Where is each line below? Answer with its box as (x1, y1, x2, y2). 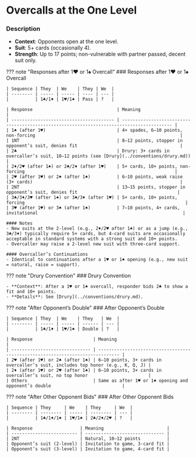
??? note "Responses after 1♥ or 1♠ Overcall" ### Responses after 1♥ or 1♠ (6, 69, 189, 76)
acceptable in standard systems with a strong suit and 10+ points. (6, 236, 178, 242)
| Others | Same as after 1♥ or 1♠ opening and (6, 378, 188, 384)
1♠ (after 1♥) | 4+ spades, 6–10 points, (11, 128, 183, 134)
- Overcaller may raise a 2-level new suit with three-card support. (6, 241, 181, 247)
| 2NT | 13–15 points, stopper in (6, 184, 185, 190)
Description (6, 25, 41, 33)
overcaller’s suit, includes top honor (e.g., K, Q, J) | (6, 362, 151, 368)
